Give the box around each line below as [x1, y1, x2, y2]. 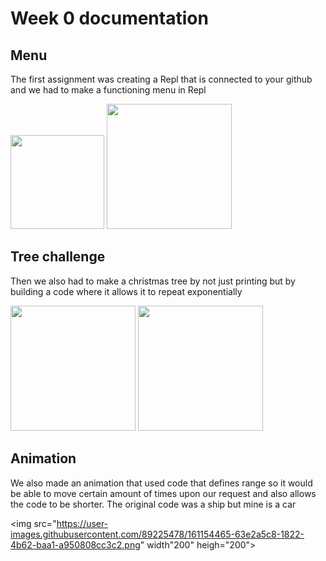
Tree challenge [10, 248, 106, 266]
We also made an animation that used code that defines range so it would [10, 477, 313, 489]
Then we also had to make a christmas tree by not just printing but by [10, 275, 296, 287]
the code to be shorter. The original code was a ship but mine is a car [10, 498, 297, 510]
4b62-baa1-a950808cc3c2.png [10, 538, 141, 551]
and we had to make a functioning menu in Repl [10, 84, 207, 96]
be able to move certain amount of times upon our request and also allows [10, 487, 317, 499]
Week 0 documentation [10, 7, 209, 30]
